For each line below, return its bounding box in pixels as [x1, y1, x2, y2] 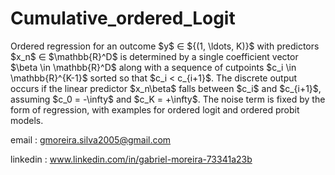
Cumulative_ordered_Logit [10, 7, 236, 30]
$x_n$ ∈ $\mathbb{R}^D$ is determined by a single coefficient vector [10, 50, 299, 62]
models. [10, 114, 44, 126]
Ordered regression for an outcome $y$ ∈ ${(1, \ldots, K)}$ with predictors [10, 40, 320, 52]
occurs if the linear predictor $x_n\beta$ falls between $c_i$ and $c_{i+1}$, [10, 82, 322, 94]
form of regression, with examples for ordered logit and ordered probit [10, 103, 300, 116]
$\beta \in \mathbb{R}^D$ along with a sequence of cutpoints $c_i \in [10, 61, 297, 73]
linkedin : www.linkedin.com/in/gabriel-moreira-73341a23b [10, 153, 253, 165]
